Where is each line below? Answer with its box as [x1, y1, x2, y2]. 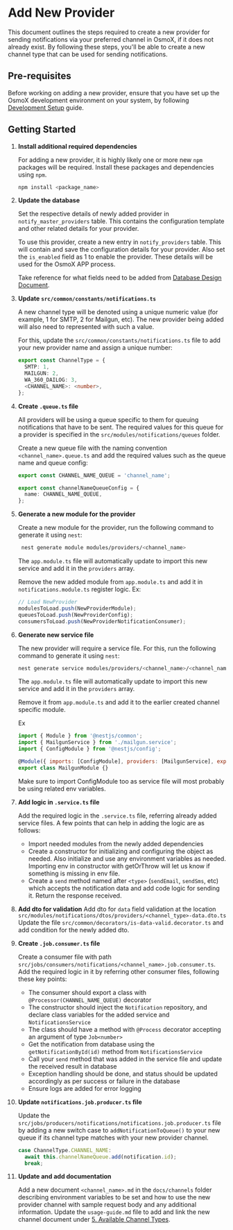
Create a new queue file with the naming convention [17, 444, 167, 452]
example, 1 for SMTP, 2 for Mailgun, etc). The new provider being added [17, 315, 224, 324]
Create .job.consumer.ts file [17, 939, 101, 947]
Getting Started [8, 124, 76, 136]
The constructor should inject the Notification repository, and [28, 1003, 207, 1011]
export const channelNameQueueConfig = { [17, 485, 140, 492]
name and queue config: [17, 458, 89, 467]
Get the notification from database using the [28, 1039, 155, 1048]
